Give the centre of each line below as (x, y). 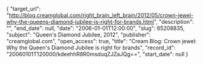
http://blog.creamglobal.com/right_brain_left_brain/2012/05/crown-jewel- (101, 15)
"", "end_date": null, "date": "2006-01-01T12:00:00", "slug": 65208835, (96, 28)
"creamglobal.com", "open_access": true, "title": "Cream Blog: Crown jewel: (102, 41)
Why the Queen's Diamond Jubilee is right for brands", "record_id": (91, 48)
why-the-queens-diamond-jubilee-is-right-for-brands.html (80, 22)
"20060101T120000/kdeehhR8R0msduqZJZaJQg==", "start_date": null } (97, 54)
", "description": (174, 22)
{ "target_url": (24, 9)
